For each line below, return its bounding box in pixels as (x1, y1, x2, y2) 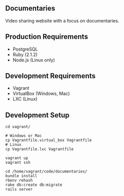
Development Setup (5, 111, 70, 119)
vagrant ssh (5, 160, 30, 165)
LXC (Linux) (12, 96, 38, 102)
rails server (5, 187, 33, 192)
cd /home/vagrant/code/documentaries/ (5, 169, 87, 174)
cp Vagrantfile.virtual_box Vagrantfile (5, 138, 92, 143)
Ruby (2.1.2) (12, 51, 38, 58)
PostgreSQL (12, 46, 38, 52)
